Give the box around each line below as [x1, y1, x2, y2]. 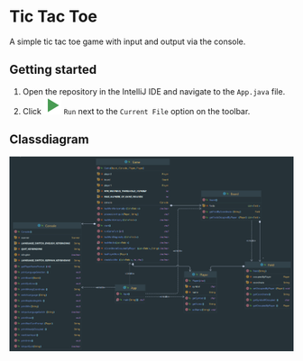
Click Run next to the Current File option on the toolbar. [22, 105, 251, 116]
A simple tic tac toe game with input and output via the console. [9, 36, 246, 47]
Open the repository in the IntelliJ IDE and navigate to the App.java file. [22, 86, 286, 96]
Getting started [9, 62, 97, 77]
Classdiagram [9, 132, 89, 148]
